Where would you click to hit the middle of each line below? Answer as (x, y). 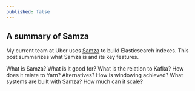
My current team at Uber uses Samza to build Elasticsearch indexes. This (97, 51)
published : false (28, 12)
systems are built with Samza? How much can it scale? (75, 81)
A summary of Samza (48, 36)
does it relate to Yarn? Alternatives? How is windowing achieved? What (95, 75)
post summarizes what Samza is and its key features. (73, 57)
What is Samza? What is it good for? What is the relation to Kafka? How (95, 69)
